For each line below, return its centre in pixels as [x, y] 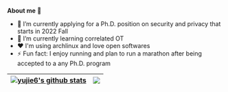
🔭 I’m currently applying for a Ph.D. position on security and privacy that [119, 24]
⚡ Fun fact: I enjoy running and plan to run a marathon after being [110, 54]
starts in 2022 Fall [43, 31]
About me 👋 [24, 11]
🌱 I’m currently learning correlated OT [70, 38]
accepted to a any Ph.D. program [64, 63]
